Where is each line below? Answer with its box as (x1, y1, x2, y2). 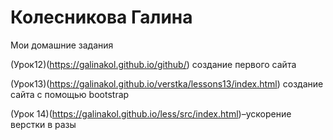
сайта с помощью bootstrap (10, 88, 130, 100)
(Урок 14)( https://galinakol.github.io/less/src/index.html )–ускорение (10, 107, 292, 120)
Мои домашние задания (10, 39, 114, 51)
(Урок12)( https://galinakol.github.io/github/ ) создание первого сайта (10, 58, 297, 70)
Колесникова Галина (10, 6, 193, 29)
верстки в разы (10, 118, 77, 130)
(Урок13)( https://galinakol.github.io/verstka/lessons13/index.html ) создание (10, 77, 324, 90)
